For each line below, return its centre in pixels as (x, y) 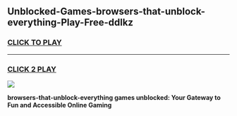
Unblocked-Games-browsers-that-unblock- (107, 12)
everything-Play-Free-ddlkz (71, 23)
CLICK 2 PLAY (32, 69)
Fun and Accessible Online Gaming (60, 105)
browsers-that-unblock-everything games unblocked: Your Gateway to (114, 97)
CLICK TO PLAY (35, 43)
